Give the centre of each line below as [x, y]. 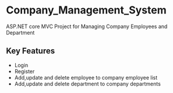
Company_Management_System [86, 10]
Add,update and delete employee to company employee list [86, 77]
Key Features [31, 51]
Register [24, 71]
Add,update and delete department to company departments [88, 84]
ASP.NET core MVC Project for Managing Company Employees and [87, 26]
